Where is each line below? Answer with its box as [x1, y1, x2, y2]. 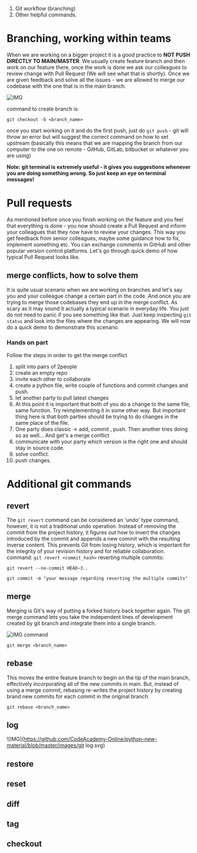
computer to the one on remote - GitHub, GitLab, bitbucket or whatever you [6, 145, 189, 152]
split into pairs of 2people [15, 363, 77, 370]
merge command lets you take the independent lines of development [6, 613, 174, 620]
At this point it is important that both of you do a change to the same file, [15, 400, 191, 408]
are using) [6, 152, 32, 159]
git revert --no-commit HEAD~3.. [6, 565, 89, 571]
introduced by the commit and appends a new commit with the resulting [6, 535, 181, 542]
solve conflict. [15, 450, 49, 458]
